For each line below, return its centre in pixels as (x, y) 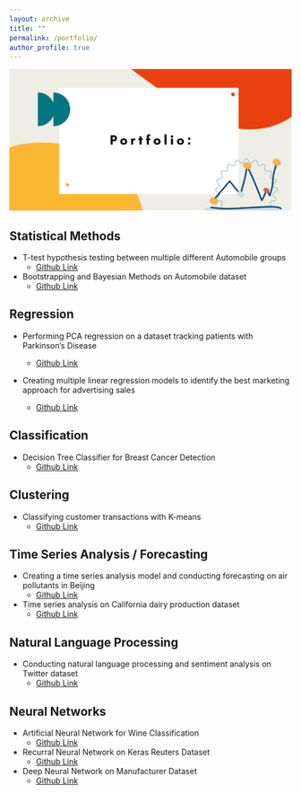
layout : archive (39, 19)
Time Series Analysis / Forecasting (109, 554)
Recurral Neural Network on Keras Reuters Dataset (116, 752)
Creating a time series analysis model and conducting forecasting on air (155, 576)
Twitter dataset (50, 674)
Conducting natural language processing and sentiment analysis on (146, 664)
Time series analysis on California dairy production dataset (131, 604)
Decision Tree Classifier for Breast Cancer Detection (119, 457)
